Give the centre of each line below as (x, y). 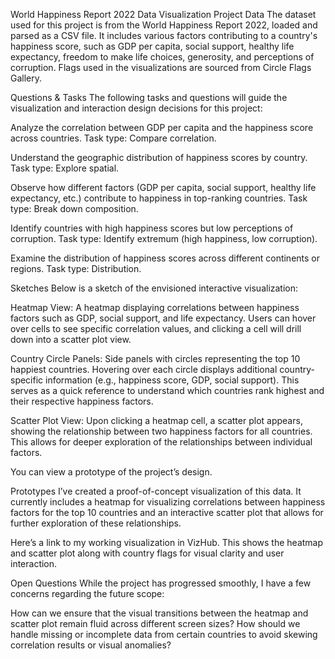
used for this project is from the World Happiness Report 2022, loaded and (164, 25)
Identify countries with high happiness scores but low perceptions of (152, 228)
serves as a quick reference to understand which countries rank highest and (167, 390)
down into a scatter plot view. (71, 339)
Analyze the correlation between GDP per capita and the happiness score (162, 127)
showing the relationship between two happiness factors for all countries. (161, 431)
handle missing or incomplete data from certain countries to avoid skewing (164, 634)
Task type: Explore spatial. (65, 168)
